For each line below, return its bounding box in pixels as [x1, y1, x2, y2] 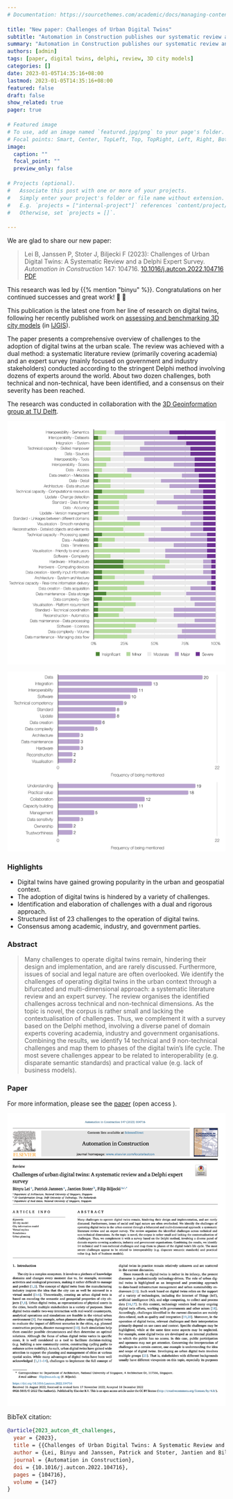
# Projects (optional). [7, 180, 76, 187]
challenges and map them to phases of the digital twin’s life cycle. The [24, 1044, 225, 1053]
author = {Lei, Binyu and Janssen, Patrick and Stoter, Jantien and [13, 1450, 216, 1457]
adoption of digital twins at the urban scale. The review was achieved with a [7, 342, 225, 350]
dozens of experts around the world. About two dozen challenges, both [7, 372, 212, 380]
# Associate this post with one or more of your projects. [7, 187, 188, 194]
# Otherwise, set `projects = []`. [7, 209, 116, 216]
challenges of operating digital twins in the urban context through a [24, 978, 217, 986]
